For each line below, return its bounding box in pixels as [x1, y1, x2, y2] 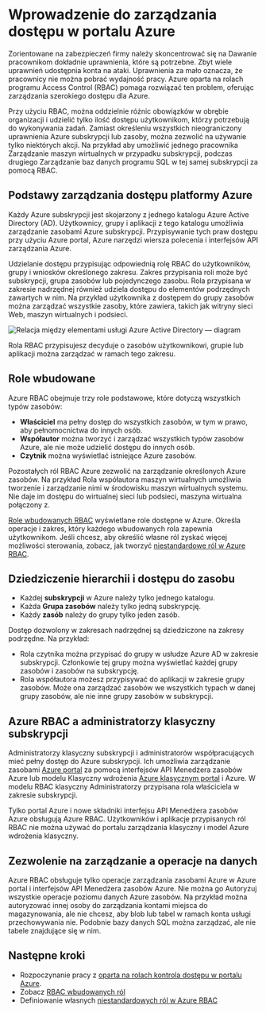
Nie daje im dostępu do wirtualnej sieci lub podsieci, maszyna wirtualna [8, 491, 242, 501]
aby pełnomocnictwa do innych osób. [19, 425, 143, 435]
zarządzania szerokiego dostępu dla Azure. [8, 91, 151, 100]
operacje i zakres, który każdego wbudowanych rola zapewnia [8, 523, 213, 534]
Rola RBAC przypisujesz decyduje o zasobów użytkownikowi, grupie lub [8, 340, 244, 350]
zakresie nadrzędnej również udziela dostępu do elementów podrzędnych [8, 284, 250, 293]
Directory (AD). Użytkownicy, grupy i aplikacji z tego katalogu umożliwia [8, 218, 244, 227]
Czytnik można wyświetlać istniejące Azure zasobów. [19, 451, 197, 460]
